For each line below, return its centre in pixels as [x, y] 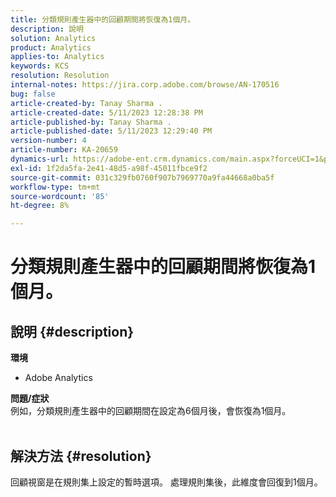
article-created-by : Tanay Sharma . [86, 103]
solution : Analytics [53, 38]
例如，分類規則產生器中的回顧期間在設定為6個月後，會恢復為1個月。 [151, 411]
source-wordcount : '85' [60, 196]
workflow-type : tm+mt [55, 187]
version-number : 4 [48, 141]
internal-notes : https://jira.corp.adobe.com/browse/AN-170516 [145, 85]
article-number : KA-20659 [64, 150]
